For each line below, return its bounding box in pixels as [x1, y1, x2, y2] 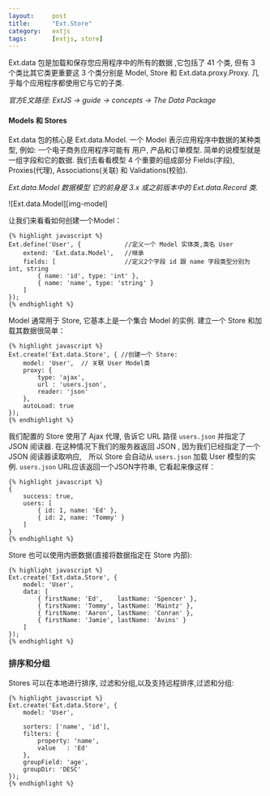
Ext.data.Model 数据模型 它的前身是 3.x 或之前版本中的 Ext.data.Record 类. [8, 183, 259, 193]
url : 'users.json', [37, 381, 107, 389]
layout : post [8, 11, 67, 20]
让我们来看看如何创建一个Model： [8, 216, 122, 226]
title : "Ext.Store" [8, 19, 92, 28]
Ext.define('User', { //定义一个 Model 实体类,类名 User [8, 240, 234, 249]
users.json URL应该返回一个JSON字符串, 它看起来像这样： [19, 462, 216, 472]
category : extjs [8, 27, 71, 35]
